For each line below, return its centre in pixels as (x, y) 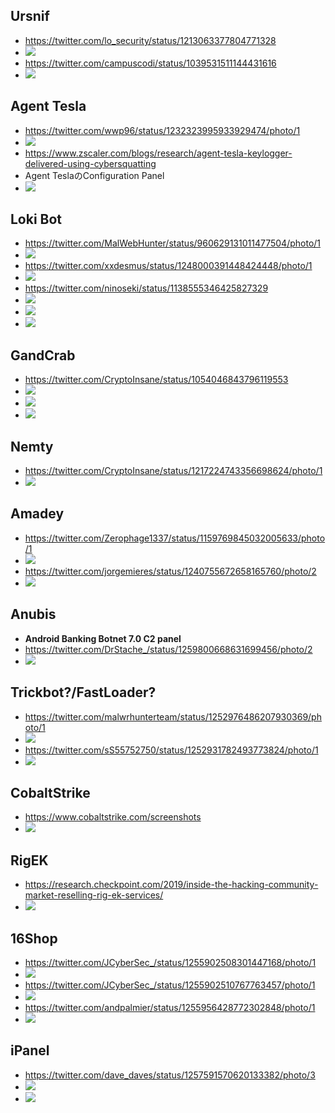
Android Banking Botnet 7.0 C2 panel (103, 638)
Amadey (37, 514)
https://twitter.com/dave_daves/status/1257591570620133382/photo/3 (170, 1075)
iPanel (30, 1050)
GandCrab (43, 355)
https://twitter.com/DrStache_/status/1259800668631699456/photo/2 (168, 649)
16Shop (34, 938)
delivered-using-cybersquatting (90, 163)
